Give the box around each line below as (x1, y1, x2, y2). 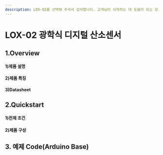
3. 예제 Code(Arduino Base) (5, 142, 89, 151)
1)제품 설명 (5, 63, 26, 69)
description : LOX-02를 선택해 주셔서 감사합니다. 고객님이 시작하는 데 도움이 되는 (5, 7, 153, 12)
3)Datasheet (5, 86, 31, 92)
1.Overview (5, 49, 40, 57)
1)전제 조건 (5, 115, 26, 121)
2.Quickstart (5, 101, 44, 109)
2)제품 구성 (5, 127, 26, 133)
